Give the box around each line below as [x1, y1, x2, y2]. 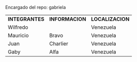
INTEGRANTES [8, 16, 45, 22]
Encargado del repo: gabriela [5, 5, 66, 10]
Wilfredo [8, 24, 28, 31]
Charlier [49, 40, 68, 47]
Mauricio [8, 32, 29, 39]
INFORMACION [49, 16, 86, 22]
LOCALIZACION [91, 16, 130, 22]
